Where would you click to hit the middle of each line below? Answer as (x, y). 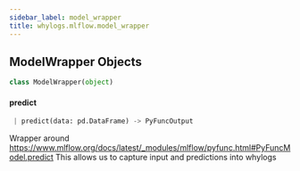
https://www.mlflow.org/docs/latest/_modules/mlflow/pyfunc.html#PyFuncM (150, 148)
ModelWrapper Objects (76, 62)
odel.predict (31, 158)
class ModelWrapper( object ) (62, 82)
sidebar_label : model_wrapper (66, 17)
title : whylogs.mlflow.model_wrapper (79, 26)
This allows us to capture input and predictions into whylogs (166, 158)
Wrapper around (39, 138)
